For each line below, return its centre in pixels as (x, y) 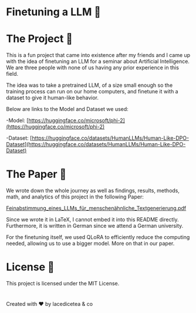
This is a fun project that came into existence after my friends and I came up (98, 55)
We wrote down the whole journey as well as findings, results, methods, (93, 191)
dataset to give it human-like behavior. (52, 98)
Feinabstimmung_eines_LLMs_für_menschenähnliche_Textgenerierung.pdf (96, 208)
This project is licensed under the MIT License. (63, 283)
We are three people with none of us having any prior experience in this (92, 68)
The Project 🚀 (40, 39)
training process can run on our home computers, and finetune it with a (92, 92)
